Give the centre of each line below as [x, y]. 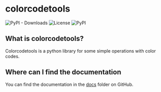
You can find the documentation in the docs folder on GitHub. [69, 84]
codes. [12, 56]
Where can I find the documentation [63, 72]
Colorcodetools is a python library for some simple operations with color [80, 51]
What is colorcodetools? [45, 39]
